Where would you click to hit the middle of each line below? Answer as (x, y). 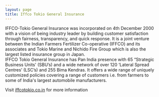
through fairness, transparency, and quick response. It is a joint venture (77, 38)
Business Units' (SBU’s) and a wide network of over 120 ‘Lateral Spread (77, 65)
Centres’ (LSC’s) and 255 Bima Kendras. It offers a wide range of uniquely (80, 70)
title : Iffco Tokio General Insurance (45, 14)
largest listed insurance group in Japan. (45, 54)
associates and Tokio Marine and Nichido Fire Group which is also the (76, 49)
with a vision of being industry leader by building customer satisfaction (77, 33)
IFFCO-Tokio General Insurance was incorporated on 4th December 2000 (79, 28)
